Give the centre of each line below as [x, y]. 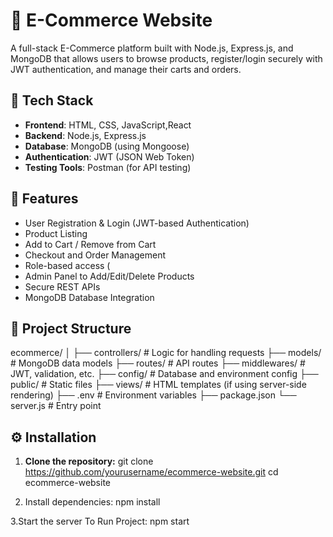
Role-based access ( [67, 265]
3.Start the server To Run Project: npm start [100, 521]
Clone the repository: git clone [89, 461]
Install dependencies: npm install [92, 502]
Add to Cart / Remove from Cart [90, 244]
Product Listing [56, 233]
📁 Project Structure [71, 328]
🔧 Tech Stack [52, 100]
